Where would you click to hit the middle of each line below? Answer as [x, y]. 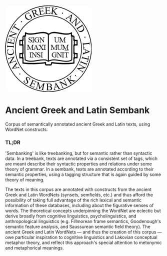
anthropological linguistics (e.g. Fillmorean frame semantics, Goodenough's [83, 221]
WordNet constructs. [27, 129]
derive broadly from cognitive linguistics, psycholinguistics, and [71, 216]
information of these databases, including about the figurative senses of [79, 205]
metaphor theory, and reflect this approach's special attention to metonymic [83, 242]
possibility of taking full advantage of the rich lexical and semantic [73, 200]
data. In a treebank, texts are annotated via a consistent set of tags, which [81, 158]
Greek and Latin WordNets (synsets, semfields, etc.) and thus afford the [79, 195]
